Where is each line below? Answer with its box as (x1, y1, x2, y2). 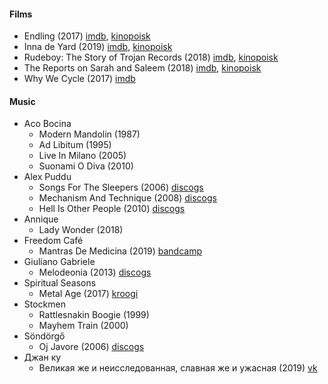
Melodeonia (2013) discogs (38, 266, 152, 279)
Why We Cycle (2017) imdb (23, 73, 136, 85)
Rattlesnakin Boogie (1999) (38, 309, 150, 321)
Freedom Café (23, 235, 84, 247)
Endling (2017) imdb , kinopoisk (23, 30, 151, 42)
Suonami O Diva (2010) (38, 160, 134, 172)
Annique (23, 213, 59, 225)
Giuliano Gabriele (23, 256, 96, 268)
